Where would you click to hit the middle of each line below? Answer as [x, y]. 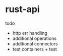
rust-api [22, 9]
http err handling [30, 33]
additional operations [35, 38]
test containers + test [35, 49]
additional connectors [35, 43]
